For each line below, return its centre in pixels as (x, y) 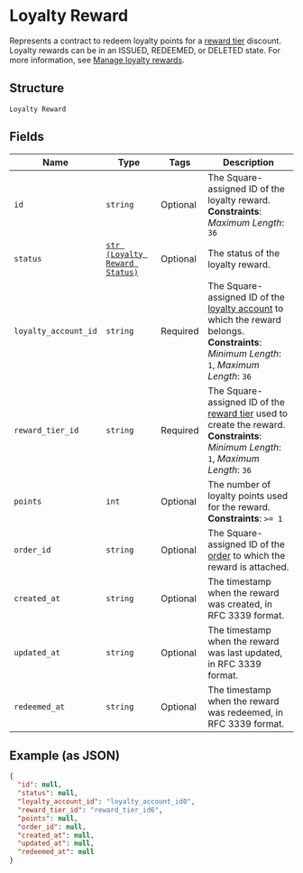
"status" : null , (48, 794)
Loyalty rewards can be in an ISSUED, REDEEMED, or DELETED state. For (145, 50)
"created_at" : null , (56, 835)
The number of (239, 484)
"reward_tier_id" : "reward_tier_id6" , (91, 810)
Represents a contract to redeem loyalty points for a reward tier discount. (146, 41)
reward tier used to (248, 413)
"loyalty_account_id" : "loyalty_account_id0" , (106, 802)
